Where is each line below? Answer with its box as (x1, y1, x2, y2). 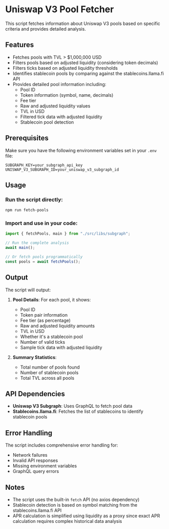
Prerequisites (5, 134, 49, 143)
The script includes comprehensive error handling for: (5, 442, 118, 449)
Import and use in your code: (5, 220, 78, 227)
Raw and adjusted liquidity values (20, 103, 90, 109)
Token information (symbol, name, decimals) (20, 92, 114, 98)
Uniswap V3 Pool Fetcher (5, 4, 114, 15)
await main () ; (5, 245, 36, 250)
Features (5, 41, 34, 49)
